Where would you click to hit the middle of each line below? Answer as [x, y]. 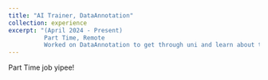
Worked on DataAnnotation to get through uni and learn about [149, 45]
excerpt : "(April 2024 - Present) [66, 30]
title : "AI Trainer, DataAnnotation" [71, 15]
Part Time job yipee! [41, 67]
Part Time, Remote [74, 38]
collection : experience [48, 23]
